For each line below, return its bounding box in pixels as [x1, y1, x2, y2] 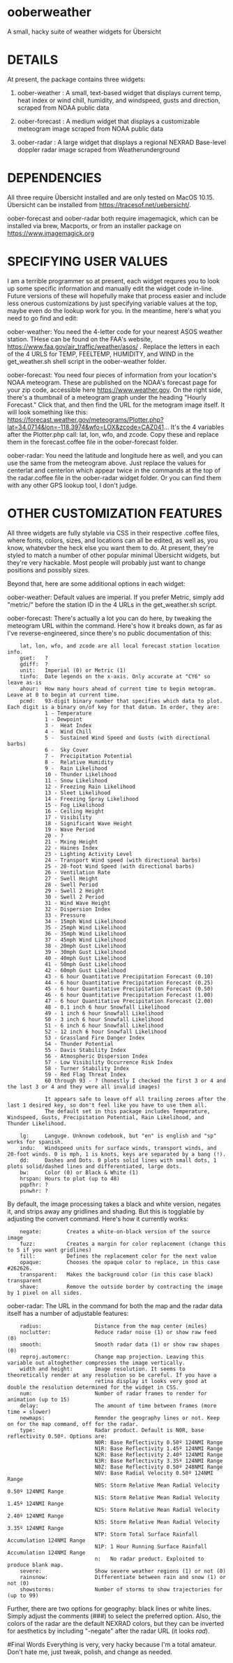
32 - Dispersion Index [44, 906, 111, 913]
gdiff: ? [20, 661, 49, 668]
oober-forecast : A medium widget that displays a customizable [17, 117, 200, 125]
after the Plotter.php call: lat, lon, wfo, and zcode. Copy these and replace [7, 430, 219, 438]
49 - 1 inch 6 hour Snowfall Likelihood [44, 1009, 164, 1017]
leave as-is [7, 679, 42, 686]
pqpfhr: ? [20, 1181, 49, 1188]
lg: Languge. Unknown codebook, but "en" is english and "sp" [20, 1132, 217, 1139]
